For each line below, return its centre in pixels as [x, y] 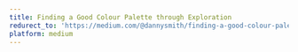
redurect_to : [33, 26]
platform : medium [41, 33]
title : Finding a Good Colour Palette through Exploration [121, 17]
